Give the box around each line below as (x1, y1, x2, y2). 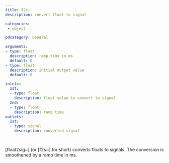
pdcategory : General (5, 35, 49, 40)
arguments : (5, 44, 28, 49)
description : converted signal (14, 128, 80, 134)
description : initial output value (10, 68, 84, 73)
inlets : (5, 81, 22, 86)
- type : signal (10, 124, 42, 129)
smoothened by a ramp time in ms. (5, 152, 77, 158)
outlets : (5, 114, 24, 119)
